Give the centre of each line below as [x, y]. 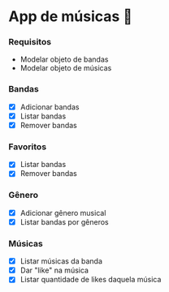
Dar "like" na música [54, 270]
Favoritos [28, 147]
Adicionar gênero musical [63, 213]
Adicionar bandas [50, 107]
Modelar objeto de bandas [64, 59]
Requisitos [30, 42]
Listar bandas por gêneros [64, 221]
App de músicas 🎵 [70, 17]
